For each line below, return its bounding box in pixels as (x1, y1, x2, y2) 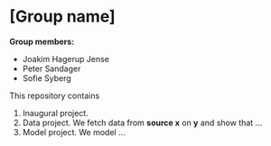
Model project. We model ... (22, 126, 126, 137)
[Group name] (9, 6, 116, 27)
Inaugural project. (22, 107, 89, 118)
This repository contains (9, 90, 100, 101)
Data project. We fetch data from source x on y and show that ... (22, 117, 263, 128)
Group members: (9, 36, 75, 47)
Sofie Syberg (22, 72, 72, 83)
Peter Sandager (22, 63, 81, 74)
